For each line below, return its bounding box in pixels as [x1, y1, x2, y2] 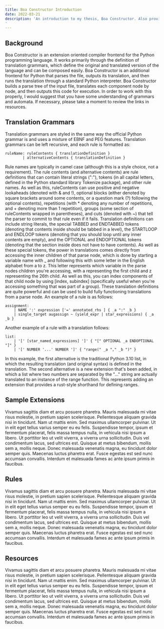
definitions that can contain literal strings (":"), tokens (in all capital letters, [5, 174, 154, 180]
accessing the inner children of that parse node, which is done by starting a [5, 252, 157, 258]
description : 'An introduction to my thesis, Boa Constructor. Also [5, 16, 147, 21]
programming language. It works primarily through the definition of [5, 57, 139, 63]
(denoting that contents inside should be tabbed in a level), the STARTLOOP [5, 226, 158, 232]
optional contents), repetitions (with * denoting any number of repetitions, [5, 200, 153, 206]
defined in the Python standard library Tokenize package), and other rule [5, 179, 151, 185]
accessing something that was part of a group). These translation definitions [5, 283, 159, 289]
